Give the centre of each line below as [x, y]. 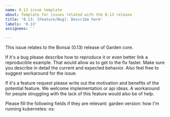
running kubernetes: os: [30, 109]
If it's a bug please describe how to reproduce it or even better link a [77, 57]
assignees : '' [20, 29]
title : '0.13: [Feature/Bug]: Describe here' [54, 19]
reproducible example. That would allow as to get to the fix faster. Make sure [85, 63]
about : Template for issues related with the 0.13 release [69, 15]
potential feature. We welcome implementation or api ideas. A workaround [82, 88]
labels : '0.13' [21, 24]
